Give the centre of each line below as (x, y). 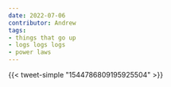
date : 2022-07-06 (37, 15)
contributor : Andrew (43, 23)
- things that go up (43, 38)
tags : (17, 30)
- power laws (30, 52)
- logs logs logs (37, 45)
